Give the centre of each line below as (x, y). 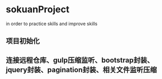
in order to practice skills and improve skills (52, 24)
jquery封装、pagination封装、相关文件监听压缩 (82, 70)
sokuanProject (38, 9)
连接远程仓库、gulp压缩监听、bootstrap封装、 (80, 60)
